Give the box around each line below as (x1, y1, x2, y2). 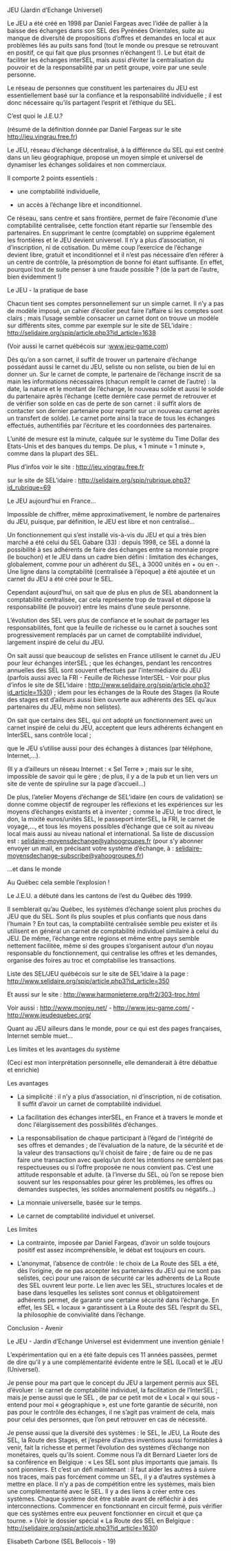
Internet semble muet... (7, 1032, 74, 1040)
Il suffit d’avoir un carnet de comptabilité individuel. (16, 1100, 162, 1108)
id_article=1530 (7, 688, 50, 696)
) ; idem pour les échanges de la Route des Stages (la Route (49, 688, 220, 696)
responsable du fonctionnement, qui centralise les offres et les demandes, (7, 949, 218, 957)
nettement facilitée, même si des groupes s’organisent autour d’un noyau (7, 941, 214, 950)
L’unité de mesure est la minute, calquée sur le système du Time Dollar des (7, 434, 220, 443)
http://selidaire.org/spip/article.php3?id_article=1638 (7, 329, 156, 337)
